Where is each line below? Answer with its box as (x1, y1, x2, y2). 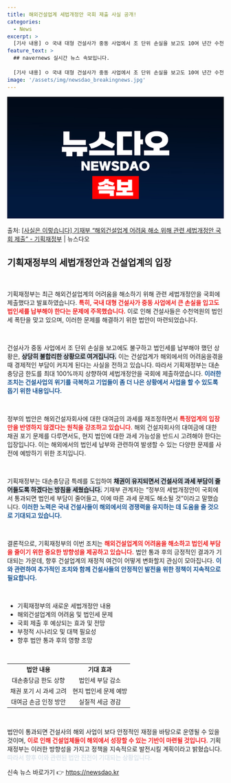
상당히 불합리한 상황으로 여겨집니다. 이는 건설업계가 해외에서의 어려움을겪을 (21, 352, 223, 361)
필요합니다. (7, 573, 38, 581)
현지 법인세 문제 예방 (71, 687, 128, 695)
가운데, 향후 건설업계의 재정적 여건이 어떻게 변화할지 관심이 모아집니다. (25, 556, 214, 564)
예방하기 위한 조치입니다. (19, 449, 87, 457)
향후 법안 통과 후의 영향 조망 (16, 636, 93, 644)
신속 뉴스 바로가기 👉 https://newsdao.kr (7, 768, 120, 776)
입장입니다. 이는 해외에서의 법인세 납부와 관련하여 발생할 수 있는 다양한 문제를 (7, 440, 214, 449)
